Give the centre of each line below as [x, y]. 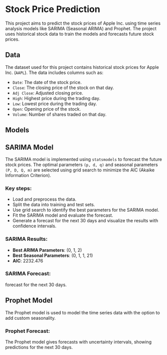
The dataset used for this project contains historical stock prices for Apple [82, 67]
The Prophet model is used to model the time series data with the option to [82, 312]
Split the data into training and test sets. [54, 205]
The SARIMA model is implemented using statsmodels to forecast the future [84, 159]
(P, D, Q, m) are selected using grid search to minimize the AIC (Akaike [80, 170]
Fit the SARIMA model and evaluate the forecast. [63, 215]
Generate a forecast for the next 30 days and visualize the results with [85, 221]
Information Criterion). [28, 175]
